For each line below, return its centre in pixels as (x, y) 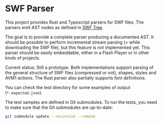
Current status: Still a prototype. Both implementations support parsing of (79, 67)
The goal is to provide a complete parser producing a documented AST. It (80, 37)
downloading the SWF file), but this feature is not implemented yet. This (78, 47)
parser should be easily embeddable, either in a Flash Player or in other (77, 53)
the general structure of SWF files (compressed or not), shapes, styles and (81, 72)
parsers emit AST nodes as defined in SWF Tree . (54, 27)
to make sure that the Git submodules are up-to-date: (59, 107)
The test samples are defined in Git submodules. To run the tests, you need (81, 102)
